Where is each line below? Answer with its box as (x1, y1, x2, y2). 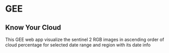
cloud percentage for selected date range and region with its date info (5, 42, 151, 48)
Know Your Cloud (5, 23, 62, 32)
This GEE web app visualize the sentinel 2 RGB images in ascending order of (5, 36, 164, 42)
